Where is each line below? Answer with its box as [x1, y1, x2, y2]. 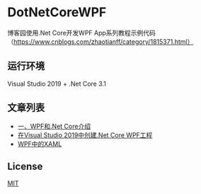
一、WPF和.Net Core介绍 [17, 122, 91, 130]
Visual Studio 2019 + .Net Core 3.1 [7, 79, 106, 88]
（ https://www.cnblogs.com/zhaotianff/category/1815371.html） [7, 37, 194, 46]
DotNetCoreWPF [7, 4, 107, 21]
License [7, 160, 43, 172]
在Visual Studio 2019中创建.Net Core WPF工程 [17, 130, 153, 139]
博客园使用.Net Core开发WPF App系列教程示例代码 [7, 28, 156, 37]
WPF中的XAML [17, 139, 62, 148]
